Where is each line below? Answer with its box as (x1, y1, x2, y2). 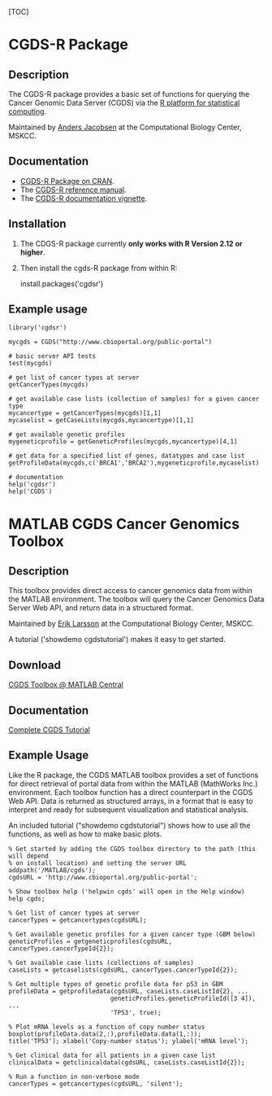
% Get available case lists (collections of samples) (8, 958, 195, 967)
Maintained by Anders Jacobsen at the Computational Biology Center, (8, 122, 242, 132)
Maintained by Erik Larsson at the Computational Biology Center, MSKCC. (8, 618, 254, 629)
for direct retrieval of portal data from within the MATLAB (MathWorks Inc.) (8, 779, 258, 788)
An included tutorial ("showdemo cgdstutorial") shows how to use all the (8, 820, 251, 830)
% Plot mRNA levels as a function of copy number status (8, 1023, 205, 1031)
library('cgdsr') (8, 324, 67, 332)
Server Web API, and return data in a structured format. (8, 603, 193, 613)
